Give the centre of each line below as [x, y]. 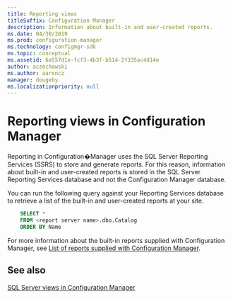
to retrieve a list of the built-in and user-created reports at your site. [106, 201]
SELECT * [33, 214]
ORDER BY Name [41, 227]
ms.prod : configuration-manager [55, 40]
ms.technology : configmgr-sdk [52, 47]
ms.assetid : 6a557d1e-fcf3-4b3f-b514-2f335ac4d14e [83, 60]
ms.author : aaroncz [36, 73]
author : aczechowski [38, 67]
